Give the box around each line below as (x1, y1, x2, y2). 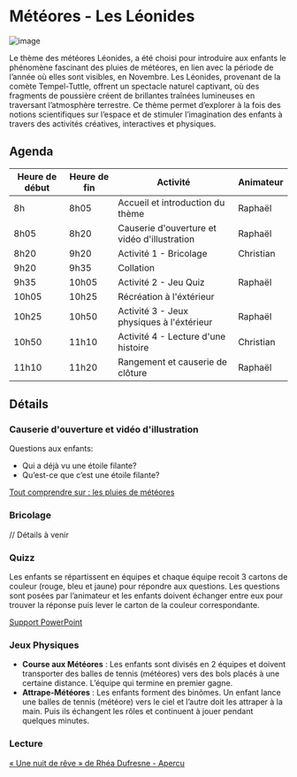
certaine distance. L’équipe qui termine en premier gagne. (21, 678, 233, 689)
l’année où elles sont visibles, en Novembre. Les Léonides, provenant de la (9, 71, 281, 81)
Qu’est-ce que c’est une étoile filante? (21, 470, 160, 481)
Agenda (9, 144, 54, 159)
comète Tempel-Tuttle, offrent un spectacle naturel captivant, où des (9, 81, 260, 91)
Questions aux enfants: (9, 443, 94, 454)
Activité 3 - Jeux (118, 304, 188, 317)
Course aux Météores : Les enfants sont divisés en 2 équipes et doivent (21, 659, 286, 670)
